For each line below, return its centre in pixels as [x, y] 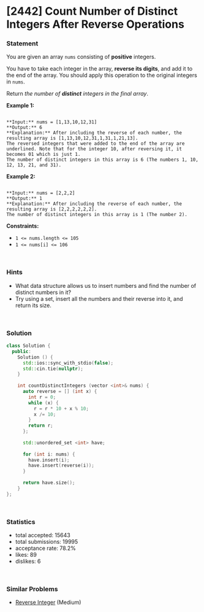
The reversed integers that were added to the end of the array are [96, 144]
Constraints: [23, 226]
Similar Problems [32, 589]
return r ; [41, 426]
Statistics [21, 522]
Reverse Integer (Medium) [48, 602]
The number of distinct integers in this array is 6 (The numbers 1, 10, [103, 160]
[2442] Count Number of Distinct [92, 11]
